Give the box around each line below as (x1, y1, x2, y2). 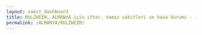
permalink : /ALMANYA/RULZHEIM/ (6, 20, 85, 26)
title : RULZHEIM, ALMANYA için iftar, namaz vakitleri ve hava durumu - (6, 14, 192, 20)
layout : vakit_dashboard (6, 8, 69, 15)
